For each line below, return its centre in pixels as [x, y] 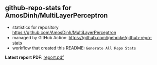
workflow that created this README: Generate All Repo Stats [74, 48]
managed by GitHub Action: [40, 37]
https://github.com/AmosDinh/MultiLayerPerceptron [64, 32]
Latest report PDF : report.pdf [35, 57]
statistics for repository [35, 27]
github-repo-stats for [38, 8]
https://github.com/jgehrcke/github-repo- [110, 37]
